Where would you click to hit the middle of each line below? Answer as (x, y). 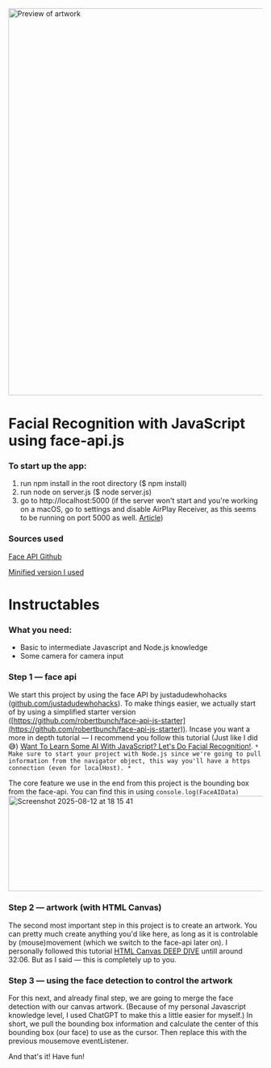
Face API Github (35, 556)
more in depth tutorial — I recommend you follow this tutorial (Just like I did (133, 737)
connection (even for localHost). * (70, 768)
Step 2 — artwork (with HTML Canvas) (85, 907)
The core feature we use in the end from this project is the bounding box (129, 783)
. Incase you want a (217, 729)
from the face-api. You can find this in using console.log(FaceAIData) (124, 791)
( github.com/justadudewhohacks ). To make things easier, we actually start (132, 703)
